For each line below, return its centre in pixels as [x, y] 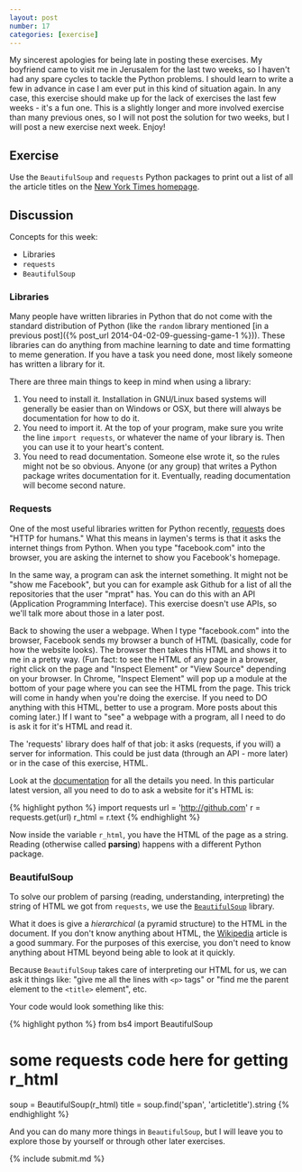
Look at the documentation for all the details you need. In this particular [142, 780]
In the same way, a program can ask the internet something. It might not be [149, 574]
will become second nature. [74, 485]
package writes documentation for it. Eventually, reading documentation [156, 476]
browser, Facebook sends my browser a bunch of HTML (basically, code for [151, 640]
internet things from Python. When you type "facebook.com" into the [137, 547]
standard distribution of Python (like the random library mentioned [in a [139, 326]
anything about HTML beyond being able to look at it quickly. [123, 952]
